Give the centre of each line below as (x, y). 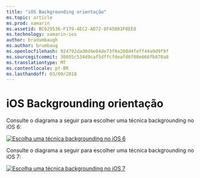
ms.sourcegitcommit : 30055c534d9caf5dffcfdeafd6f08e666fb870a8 (88, 57)
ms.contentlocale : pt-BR (37, 68)
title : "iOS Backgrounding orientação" (56, 12)
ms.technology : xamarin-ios (42, 35)
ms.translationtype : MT (36, 62)
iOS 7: (14, 157)
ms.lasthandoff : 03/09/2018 (42, 74)
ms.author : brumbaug (32, 46)
